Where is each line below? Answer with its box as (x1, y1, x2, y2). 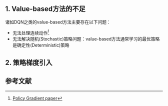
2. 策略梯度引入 (5, 58, 52, 66)
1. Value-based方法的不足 (5, 4, 86, 13)
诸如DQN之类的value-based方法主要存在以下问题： (5, 19, 111, 25)
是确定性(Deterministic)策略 (12, 42, 70, 48)
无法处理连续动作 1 (12, 29, 49, 36)
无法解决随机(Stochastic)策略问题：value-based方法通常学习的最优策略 (12, 36, 160, 42)
